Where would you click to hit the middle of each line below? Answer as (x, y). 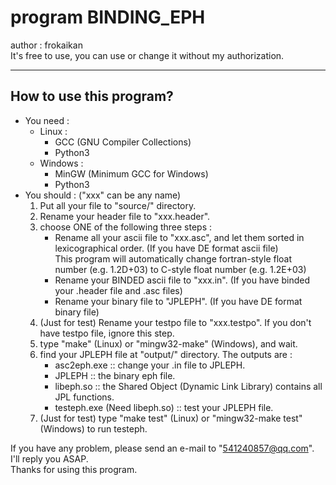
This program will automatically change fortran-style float (173, 258)
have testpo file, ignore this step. (107, 333)
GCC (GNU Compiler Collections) (123, 142)
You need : (47, 120)
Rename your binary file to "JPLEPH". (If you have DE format (178, 301)
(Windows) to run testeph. (93, 428)
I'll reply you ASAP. (49, 458)
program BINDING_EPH (108, 17)
